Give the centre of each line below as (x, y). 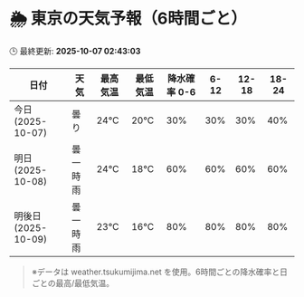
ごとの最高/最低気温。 (73, 283)
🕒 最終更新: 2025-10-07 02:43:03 (75, 51)
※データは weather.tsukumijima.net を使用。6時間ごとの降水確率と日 (159, 272)
